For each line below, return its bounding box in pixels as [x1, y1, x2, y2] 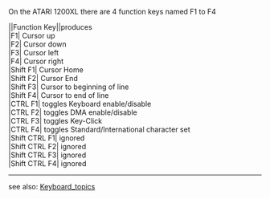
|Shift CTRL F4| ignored [8, 159, 87, 168]
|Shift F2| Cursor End [8, 74, 78, 83]
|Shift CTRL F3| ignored [8, 150, 87, 160]
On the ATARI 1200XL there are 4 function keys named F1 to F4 [8, 7, 217, 16]
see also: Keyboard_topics [8, 182, 96, 191]
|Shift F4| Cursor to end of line [8, 91, 109, 99]
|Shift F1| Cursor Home [8, 65, 84, 75]
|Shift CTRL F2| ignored [8, 142, 87, 151]
